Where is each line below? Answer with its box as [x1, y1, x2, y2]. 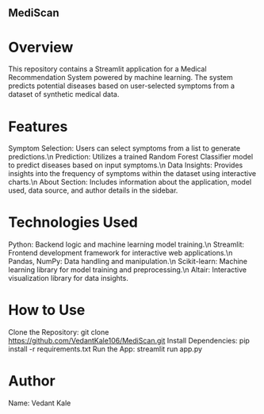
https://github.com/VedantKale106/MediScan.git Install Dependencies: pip [8, 336, 250, 346]
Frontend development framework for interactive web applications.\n [8, 248, 233, 258]
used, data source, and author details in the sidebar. [8, 186, 178, 195]
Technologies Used [8, 213, 139, 232]
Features [8, 117, 68, 136]
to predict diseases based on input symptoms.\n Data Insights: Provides [8, 160, 243, 170]
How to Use [8, 301, 86, 320]
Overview [8, 38, 74, 56]
